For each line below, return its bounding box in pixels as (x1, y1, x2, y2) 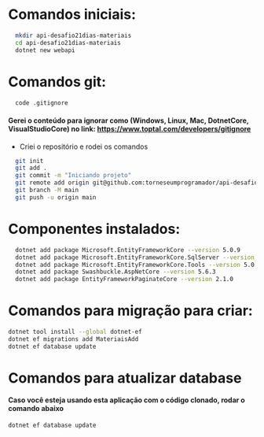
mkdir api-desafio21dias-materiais (15, 31, 132, 39)
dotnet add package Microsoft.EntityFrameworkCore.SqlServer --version (15, 254, 255, 261)
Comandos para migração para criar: (8, 302, 253, 320)
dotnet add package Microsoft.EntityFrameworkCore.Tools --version (15, 261, 241, 268)
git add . (15, 164, 47, 172)
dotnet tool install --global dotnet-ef (8, 328, 143, 336)
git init (15, 157, 44, 165)
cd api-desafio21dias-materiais (15, 39, 122, 46)
